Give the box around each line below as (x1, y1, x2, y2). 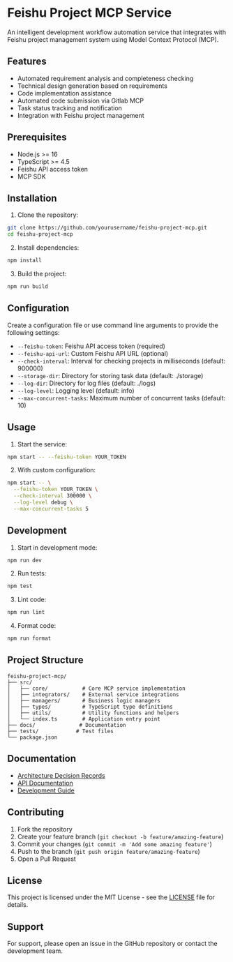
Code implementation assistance (17, 89, 112, 97)
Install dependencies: (17, 243, 80, 252)
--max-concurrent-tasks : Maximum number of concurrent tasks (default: (17, 393, 226, 402)
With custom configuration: (17, 466, 96, 474)
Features (7, 56, 47, 68)
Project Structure (7, 654, 84, 666)
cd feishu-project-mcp (7, 231, 73, 238)
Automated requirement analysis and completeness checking (17, 74, 194, 82)
